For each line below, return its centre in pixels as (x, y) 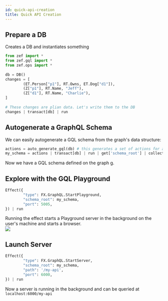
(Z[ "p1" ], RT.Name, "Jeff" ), (53, 89)
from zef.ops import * (29, 66)
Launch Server (29, 244)
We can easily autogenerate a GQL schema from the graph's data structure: (83, 139)
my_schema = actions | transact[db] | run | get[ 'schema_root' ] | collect (85, 153)
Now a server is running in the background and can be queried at (72, 289)
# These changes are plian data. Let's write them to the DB (70, 107)
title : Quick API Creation (33, 15)
